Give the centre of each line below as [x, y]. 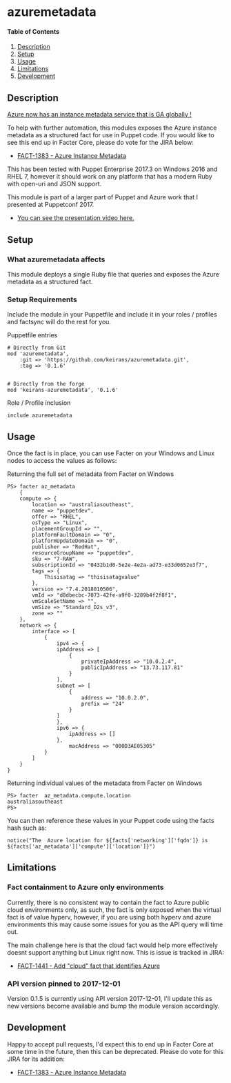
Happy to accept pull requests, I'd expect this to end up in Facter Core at [110, 1044]
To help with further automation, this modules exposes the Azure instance [112, 128]
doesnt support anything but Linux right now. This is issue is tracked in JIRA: [116, 952]
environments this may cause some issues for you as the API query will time [115, 924]
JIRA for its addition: [36, 1059]
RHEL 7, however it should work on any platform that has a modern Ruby [110, 177]
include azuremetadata [40, 416]
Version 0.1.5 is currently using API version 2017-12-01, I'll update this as [110, 998]
